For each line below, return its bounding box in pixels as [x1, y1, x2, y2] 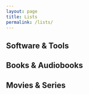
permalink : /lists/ [6, 19, 54, 25]
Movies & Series [6, 80, 66, 90]
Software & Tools [6, 41, 69, 50]
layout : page [6, 8, 38, 15]
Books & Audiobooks [6, 60, 83, 70]
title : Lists [6, 14, 38, 20]
